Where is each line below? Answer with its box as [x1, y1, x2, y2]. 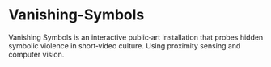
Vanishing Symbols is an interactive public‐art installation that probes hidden [8, 32, 264, 42]
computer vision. [8, 49, 65, 59]
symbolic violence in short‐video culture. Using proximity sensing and [8, 40, 241, 50]
